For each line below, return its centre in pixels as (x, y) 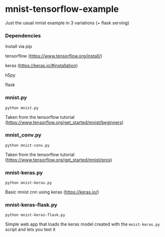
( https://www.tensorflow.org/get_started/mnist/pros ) (59, 160)
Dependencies (23, 36)
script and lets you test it (30, 230)
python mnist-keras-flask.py (35, 215)
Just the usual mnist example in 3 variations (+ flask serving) (67, 23)
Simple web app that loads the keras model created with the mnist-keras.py (82, 224)
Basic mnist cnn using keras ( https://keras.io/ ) (52, 192)
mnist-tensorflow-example (62, 9)
